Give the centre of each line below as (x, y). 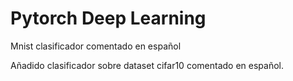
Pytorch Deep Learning (108, 18)
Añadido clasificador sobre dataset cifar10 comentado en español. (147, 65)
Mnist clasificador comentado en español (96, 46)
